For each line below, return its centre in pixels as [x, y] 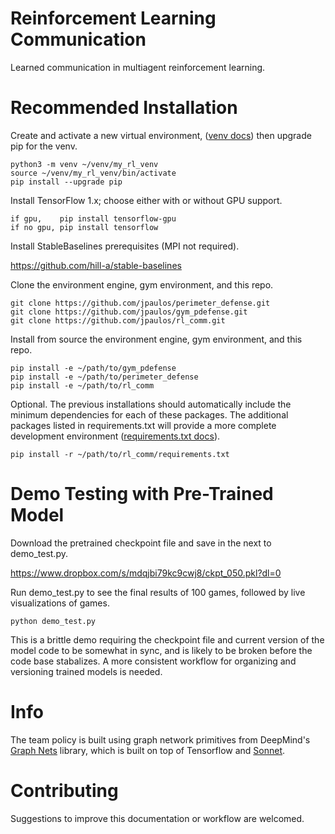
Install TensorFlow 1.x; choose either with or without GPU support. [146, 200]
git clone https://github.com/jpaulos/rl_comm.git [118, 320]
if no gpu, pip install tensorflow [84, 227]
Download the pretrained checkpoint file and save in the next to [141, 543]
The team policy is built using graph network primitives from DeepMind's [160, 739]
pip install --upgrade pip [66, 182]
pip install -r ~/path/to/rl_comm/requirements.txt [120, 454]
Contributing [64, 790]
